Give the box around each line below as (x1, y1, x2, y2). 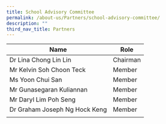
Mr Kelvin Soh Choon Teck (9, 65, 86, 74)
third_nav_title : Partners (6, 26, 75, 32)
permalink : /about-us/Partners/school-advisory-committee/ (6, 15, 160, 21)
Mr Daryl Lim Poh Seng (9, 95, 76, 104)
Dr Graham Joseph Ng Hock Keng (9, 105, 107, 114)
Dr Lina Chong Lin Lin (9, 56, 72, 64)
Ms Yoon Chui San (9, 76, 62, 84)
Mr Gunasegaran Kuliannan (9, 86, 88, 94)
